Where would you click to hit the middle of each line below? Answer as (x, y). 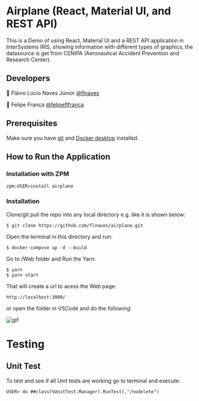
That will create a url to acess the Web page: (61, 286)
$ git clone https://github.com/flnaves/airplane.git (75, 225)
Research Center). (29, 59)
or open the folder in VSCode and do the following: (69, 308)
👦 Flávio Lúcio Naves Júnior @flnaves (53, 93)
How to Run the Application (58, 156)
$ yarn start (22, 275)
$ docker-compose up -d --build (46, 247)
